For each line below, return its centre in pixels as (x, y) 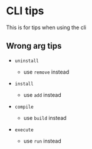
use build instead (45, 118)
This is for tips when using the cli (46, 27)
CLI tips (25, 11)
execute (24, 130)
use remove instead (46, 72)
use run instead (42, 141)
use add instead (42, 95)
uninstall (27, 61)
